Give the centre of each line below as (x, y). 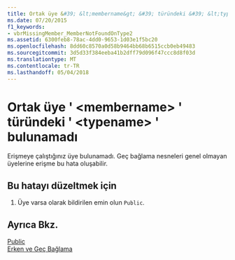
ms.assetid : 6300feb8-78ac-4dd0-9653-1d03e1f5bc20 (83, 40)
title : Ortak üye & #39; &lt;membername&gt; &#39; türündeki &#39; (106, 14)
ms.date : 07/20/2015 (37, 20)
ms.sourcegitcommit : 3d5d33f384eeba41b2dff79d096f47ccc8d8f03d (101, 53)
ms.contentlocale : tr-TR (43, 66)
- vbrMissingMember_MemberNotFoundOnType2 (70, 33)
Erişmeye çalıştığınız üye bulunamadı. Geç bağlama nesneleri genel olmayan (117, 156)
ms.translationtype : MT (42, 60)
